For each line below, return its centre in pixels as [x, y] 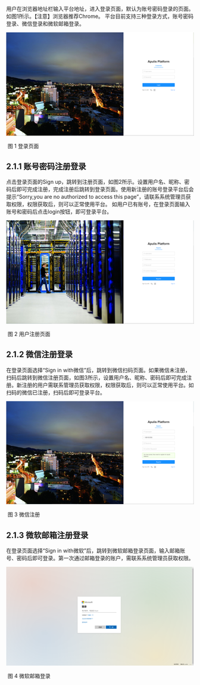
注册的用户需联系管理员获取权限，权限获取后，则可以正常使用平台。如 [108, 385]
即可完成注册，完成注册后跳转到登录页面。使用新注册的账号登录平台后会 [105, 189]
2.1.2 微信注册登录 [40, 355]
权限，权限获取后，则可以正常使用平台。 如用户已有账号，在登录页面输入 [101, 204]
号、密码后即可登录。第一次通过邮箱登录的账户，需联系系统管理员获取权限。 [100, 558]
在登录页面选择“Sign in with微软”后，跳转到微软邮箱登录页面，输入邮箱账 [96, 551]
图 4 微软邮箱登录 [29, 675]
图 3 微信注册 [24, 514]
